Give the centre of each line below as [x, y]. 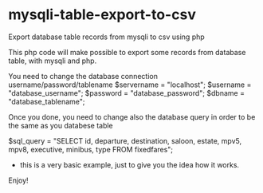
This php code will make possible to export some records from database [127, 52]
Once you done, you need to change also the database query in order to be [132, 116]
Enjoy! [19, 180]
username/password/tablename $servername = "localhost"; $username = [130, 85]
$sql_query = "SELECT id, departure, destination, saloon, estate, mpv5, [125, 140]
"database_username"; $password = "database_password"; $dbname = [127, 93]
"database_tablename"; [47, 101]
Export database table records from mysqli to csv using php [106, 37]
